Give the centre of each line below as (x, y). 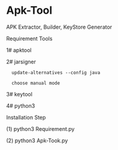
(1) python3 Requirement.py (40, 128)
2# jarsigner (21, 62)
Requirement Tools (29, 38)
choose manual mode (36, 83)
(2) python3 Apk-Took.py (37, 140)
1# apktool (19, 50)
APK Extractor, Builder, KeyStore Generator (59, 27)
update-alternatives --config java (56, 72)
